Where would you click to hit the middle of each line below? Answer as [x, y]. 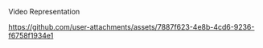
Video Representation [44, 12]
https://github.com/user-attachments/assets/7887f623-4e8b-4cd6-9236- [131, 27]
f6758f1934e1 [31, 36]
